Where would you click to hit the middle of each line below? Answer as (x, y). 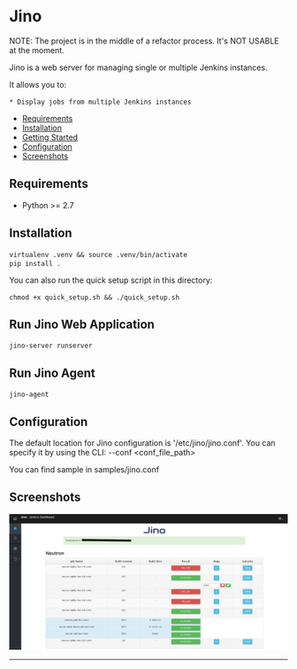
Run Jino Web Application (82, 324)
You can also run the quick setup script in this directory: (111, 280)
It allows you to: (38, 84)
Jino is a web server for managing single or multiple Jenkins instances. (138, 67)
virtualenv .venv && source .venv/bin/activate (99, 254)
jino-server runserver (51, 346)
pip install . (35, 263)
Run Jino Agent (52, 373)
